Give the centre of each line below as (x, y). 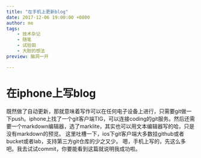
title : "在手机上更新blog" (37, 12)
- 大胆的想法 (31, 51)
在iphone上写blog (51, 93)
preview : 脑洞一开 (28, 56)
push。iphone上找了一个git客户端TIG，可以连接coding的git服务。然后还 (100, 118)
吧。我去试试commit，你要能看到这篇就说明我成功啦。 (73, 148)
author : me (20, 23)
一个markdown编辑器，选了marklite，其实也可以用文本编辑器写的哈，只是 (103, 126)
